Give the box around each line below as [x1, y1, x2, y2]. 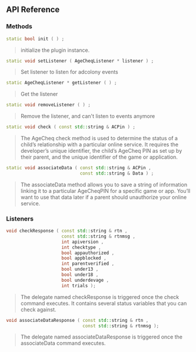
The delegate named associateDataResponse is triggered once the [20, 333, 182, 341]
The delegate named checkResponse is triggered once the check [20, 293, 180, 300]
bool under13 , [61, 267, 99, 272]
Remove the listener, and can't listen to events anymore [20, 113, 155, 120]
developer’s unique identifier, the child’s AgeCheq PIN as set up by [20, 147, 182, 154]
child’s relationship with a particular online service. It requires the [20, 141, 178, 148]
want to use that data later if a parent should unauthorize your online [20, 193, 187, 200]
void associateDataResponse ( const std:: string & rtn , [6, 317, 149, 323]
